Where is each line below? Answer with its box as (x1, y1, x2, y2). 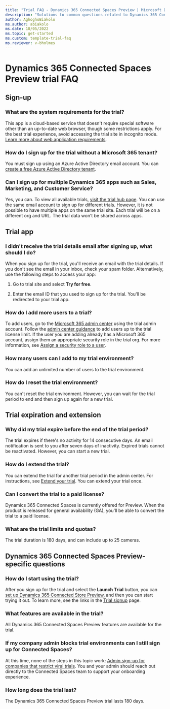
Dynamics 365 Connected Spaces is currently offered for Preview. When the (5, 502, 164, 508)
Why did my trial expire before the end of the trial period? (5, 426, 149, 433)
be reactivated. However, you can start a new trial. (5, 448, 110, 455)
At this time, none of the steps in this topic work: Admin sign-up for (5, 657, 145, 663)
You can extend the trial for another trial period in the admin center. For (5, 472, 153, 478)
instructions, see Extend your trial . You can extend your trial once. (5, 478, 143, 484)
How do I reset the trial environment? (5, 379, 98, 386)
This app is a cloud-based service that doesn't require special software (5, 120, 154, 126)
